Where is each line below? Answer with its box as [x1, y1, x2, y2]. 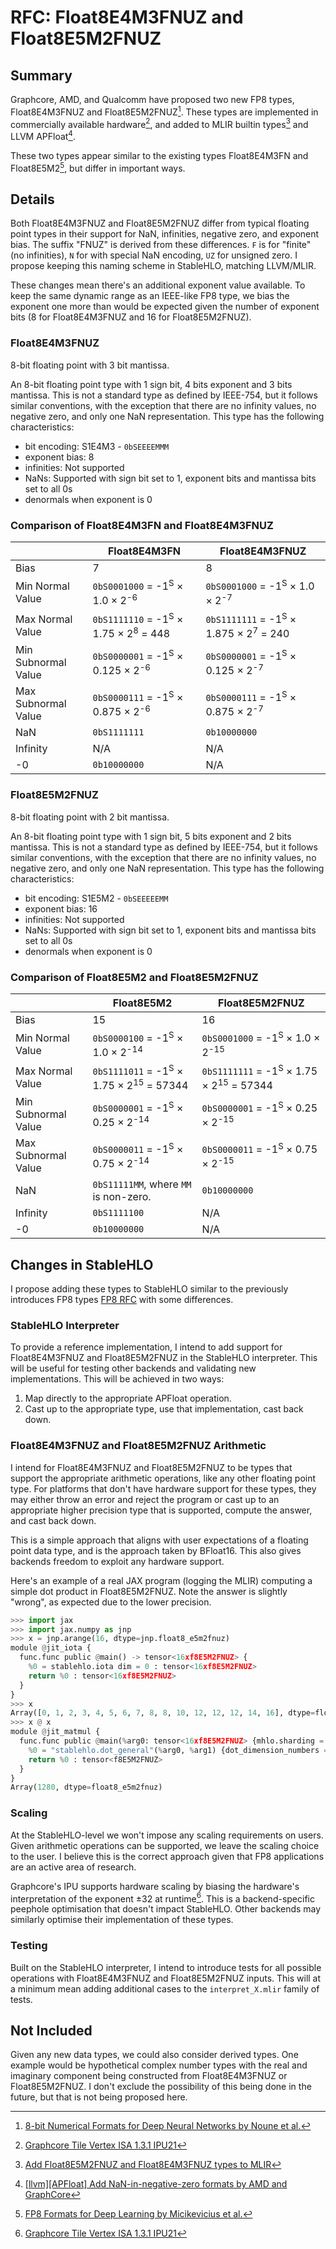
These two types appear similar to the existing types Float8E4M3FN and [10, 149, 309, 161]
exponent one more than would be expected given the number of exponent [10, 301, 320, 313]
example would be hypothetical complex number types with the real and [10, 2059, 308, 2071]
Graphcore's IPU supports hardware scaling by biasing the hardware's [10, 1880, 300, 1892]
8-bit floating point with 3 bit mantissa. [10, 359, 170, 371]
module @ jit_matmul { [10, 1727, 101, 1737]
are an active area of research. [10, 1861, 137, 1873]
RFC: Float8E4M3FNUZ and [10, 6, 244, 29]
